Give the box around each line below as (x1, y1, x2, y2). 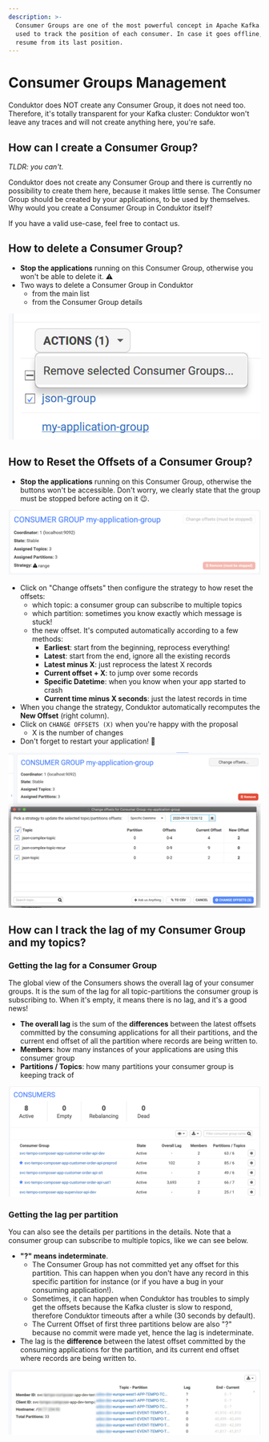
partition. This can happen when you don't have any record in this (31, 1268, 250, 1278)
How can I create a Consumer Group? (8, 140, 199, 154)
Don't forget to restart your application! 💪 (19, 736, 156, 746)
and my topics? (8, 936, 86, 950)
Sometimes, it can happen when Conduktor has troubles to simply (31, 1294, 250, 1303)
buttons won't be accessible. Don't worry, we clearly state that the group (19, 485, 261, 495)
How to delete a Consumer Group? (8, 241, 183, 256)
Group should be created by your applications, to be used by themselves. (8, 195, 251, 204)
